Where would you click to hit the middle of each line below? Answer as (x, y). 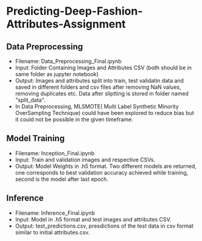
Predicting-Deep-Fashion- (75, 11)
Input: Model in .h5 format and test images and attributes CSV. (93, 219)
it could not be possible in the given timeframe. (74, 119)
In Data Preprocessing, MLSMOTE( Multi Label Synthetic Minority (97, 107)
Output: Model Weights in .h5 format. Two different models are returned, (106, 166)
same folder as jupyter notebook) (57, 74)
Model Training (36, 138)
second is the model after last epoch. (61, 179)
